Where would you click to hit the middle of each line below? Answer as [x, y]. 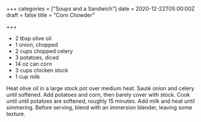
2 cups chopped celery [44, 51]
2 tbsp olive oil [33, 38]
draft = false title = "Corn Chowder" [51, 15]
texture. [16, 114]
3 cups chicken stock [41, 70]
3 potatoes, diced [37, 57]
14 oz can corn [33, 64]
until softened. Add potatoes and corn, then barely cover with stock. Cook [98, 95]
